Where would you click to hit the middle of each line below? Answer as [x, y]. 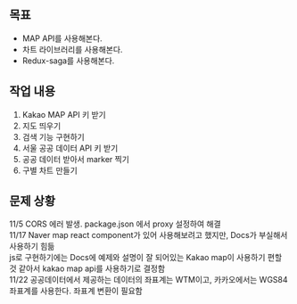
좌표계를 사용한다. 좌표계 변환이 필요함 [76, 291]
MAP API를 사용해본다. [62, 38]
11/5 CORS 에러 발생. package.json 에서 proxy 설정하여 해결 [115, 224]
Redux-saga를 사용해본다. [68, 61]
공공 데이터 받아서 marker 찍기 [75, 159]
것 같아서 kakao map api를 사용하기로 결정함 [87, 268]
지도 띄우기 [41, 126]
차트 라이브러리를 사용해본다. [72, 49]
